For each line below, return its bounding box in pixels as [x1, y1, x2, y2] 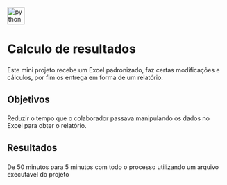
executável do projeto [7, 170, 69, 178]
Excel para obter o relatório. [7, 122, 87, 130]
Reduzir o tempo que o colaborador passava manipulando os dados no [7, 114, 210, 122]
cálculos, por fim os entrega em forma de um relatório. [7, 73, 163, 82]
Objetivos [7, 93, 50, 105]
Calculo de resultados [7, 41, 137, 57]
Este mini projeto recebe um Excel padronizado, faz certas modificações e [7, 66, 220, 74]
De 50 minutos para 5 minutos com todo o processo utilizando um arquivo [7, 163, 219, 171]
